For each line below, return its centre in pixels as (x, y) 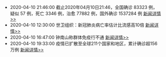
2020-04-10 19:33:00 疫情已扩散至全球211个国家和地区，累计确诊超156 (84, 43)
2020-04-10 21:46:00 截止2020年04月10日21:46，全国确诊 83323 (78, 7)
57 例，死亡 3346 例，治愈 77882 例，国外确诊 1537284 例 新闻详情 (91, 13)
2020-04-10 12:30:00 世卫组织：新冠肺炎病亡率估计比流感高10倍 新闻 (82, 25)
